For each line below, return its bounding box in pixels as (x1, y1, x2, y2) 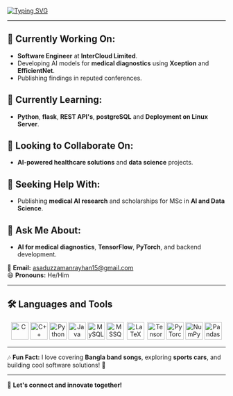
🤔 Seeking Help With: (7, 178, 101, 190)
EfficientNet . (17, 66, 55, 74)
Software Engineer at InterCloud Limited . (17, 51, 138, 60)
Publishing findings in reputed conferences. (17, 74, 142, 82)
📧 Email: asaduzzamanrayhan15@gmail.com (7, 264, 134, 272)
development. (17, 250, 57, 258)
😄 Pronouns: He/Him (7, 271, 69, 279)
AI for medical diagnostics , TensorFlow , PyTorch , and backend (17, 243, 202, 251)
